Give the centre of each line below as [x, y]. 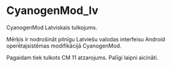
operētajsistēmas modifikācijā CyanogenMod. [64, 46]
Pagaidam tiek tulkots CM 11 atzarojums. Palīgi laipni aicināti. [82, 57]
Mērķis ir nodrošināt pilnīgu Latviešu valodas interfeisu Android [86, 39]
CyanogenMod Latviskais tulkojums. [52, 27]
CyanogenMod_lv [53, 11]
